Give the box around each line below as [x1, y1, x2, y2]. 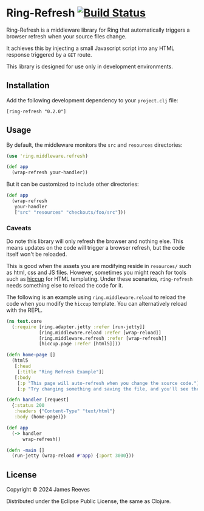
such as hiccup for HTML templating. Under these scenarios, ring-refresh [6, 275, 193, 283]
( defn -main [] [6, 447, 45, 453]
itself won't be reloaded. [6, 250, 67, 258]
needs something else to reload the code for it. [6, 281, 123, 289]
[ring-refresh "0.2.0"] [6, 108, 67, 115]
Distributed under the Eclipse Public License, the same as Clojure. [6, 498, 171, 505]
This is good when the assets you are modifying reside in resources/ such [6, 262, 192, 269]
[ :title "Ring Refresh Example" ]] [17, 368, 104, 375]
